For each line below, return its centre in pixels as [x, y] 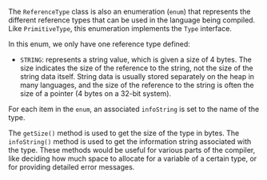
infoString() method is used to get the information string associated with [130, 142]
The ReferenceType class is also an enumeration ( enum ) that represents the [130, 12]
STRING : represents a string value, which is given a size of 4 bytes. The [135, 60]
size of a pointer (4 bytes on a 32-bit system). [96, 94]
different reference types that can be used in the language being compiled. [132, 20]
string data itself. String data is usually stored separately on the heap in [137, 76]
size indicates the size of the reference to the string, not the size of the [136, 68]
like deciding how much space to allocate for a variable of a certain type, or [133, 158]
